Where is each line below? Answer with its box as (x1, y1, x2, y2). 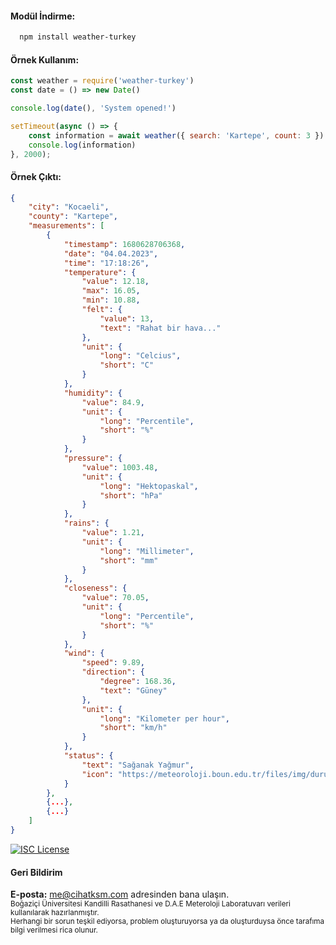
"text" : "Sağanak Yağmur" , (81, 760, 195, 770)
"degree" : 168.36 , (99, 677, 177, 687)
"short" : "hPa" (99, 490, 163, 501)
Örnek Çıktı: (10, 171, 62, 182)
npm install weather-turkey (19, 32, 137, 42)
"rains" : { (63, 518, 110, 529)
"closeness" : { (63, 583, 128, 594)
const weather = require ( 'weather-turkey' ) (10, 76, 195, 86)
